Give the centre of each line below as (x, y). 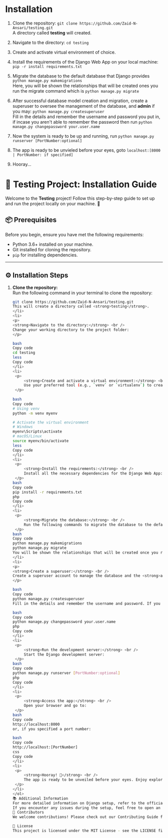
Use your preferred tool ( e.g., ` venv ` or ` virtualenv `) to (87, 385)
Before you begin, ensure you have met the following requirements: (74, 234)
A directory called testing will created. (52, 33)
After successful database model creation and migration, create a (80, 101)
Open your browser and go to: (55, 706)
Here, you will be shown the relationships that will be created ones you (85, 86)
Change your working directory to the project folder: (71, 330)
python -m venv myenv (35, 413)
